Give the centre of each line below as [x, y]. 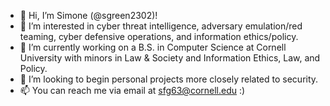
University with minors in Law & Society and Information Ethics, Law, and [170, 58]
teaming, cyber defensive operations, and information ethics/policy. [159, 36]
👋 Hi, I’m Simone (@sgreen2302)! [88, 15]
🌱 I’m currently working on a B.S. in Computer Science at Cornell [153, 47]
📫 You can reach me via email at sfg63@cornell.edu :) [132, 90]
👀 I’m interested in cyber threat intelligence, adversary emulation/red [161, 26]
